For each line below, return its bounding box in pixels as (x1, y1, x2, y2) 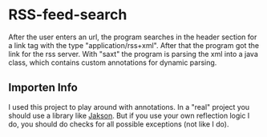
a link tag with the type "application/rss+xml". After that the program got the (8, 40, 259, 50)
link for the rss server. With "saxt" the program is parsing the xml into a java (8, 49, 259, 58)
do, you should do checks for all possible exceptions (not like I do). (8, 119, 229, 129)
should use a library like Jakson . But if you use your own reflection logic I (8, 111, 250, 120)
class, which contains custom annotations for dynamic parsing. (8, 58, 217, 67)
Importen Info (8, 81, 78, 95)
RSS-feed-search (8, 6, 127, 24)
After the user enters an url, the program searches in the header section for (8, 32, 257, 42)
